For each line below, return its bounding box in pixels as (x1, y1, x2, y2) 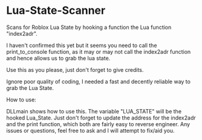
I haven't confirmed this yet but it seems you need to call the (6, 42, 157, 49)
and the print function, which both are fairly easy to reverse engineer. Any (6, 120, 191, 127)
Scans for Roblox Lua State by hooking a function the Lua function (6, 24, 172, 31)
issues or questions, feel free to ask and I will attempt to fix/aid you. (6, 127, 175, 134)
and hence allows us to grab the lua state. (6, 54, 111, 62)
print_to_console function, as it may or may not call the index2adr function (6, 48, 191, 55)
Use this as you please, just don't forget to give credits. (6, 66, 144, 73)
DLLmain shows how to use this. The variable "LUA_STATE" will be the (6, 107, 182, 115)
